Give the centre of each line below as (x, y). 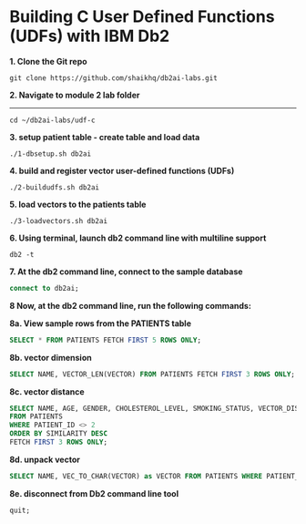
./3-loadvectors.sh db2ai (58, 221)
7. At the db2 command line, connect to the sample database (126, 272)
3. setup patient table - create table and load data (105, 137)
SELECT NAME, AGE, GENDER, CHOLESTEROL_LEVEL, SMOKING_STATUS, (132, 408)
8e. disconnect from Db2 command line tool (94, 493)
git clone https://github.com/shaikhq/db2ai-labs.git (114, 78)
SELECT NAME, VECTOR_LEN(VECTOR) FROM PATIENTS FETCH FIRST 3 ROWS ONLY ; (153, 374)
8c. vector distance (47, 391)
